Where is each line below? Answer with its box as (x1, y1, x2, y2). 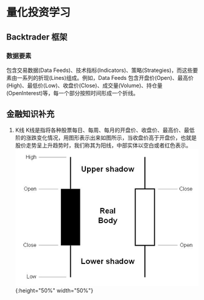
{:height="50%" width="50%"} (15, 287, 93, 295)
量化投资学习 (6, 5, 71, 20)
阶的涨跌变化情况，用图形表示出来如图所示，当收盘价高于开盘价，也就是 (15, 134, 197, 141)
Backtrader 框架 (6, 32, 68, 42)
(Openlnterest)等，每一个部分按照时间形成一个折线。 (6, 89, 139, 96)
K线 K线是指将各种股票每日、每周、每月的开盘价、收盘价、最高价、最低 (15, 126, 195, 134)
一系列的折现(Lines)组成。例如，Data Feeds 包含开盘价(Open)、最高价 (16, 74, 194, 81)
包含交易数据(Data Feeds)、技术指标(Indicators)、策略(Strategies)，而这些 (6, 66, 193, 74)
